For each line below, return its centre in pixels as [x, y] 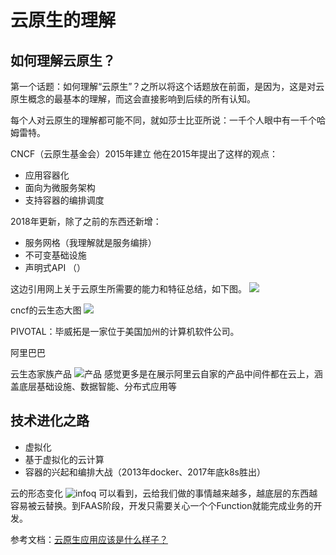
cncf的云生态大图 [46, 310]
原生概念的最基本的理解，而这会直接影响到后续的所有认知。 [133, 99]
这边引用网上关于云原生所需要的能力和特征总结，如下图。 [128, 289]
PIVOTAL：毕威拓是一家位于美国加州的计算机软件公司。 [125, 331]
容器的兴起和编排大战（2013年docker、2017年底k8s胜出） [145, 472]
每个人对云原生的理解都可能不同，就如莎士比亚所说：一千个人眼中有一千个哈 [168, 120]
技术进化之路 [50, 421]
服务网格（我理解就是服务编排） [90, 242]
